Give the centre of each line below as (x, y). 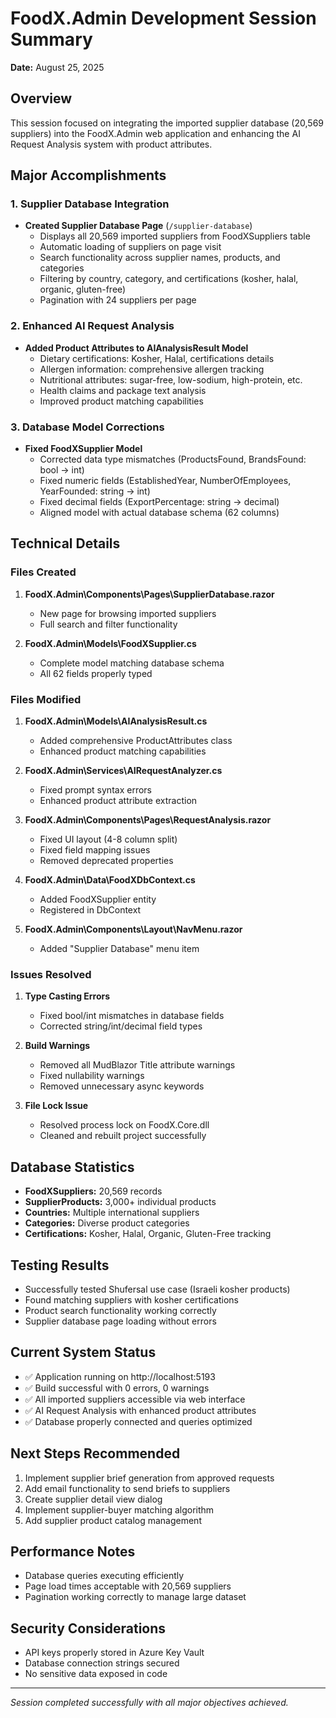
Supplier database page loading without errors (120, 1321)
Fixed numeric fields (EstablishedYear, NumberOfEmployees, (165, 481)
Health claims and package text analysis (123, 390)
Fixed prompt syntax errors (95, 790)
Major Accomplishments (88, 175)
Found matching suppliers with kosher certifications (132, 1299)
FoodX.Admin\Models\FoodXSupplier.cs (110, 643)
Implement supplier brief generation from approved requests (149, 1478)
